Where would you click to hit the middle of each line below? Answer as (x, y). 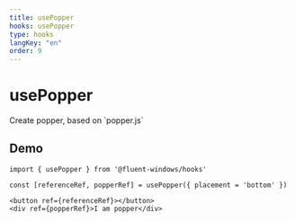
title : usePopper (42, 18)
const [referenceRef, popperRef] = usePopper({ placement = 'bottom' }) (148, 185)
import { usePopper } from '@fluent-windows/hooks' (108, 169)
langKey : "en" (36, 43)
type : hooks (31, 34)
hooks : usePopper (42, 26)
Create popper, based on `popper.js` (76, 120)
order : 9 (26, 51)
